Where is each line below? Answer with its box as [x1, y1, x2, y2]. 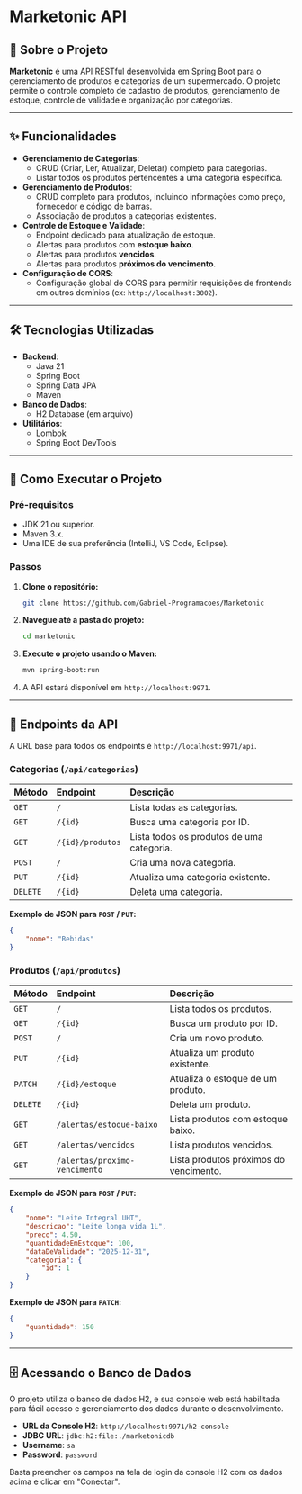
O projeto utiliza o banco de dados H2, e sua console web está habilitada [9, 1393, 280, 1405]
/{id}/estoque [56, 1079, 117, 1090]
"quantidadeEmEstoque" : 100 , [25, 1238, 135, 1247]
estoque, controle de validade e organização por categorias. [9, 94, 234, 105]
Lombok [35, 427, 67, 438]
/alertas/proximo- [56, 1156, 135, 1166]
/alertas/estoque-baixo [56, 1120, 158, 1130]
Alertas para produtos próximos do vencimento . [35, 258, 217, 269]
